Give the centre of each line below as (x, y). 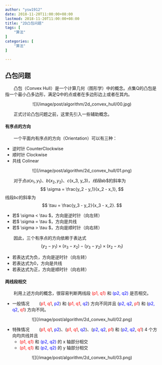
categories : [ (20, 41)
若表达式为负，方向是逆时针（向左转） (51, 257)
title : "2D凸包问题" (24, 23)
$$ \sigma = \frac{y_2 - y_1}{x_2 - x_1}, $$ (82, 189)
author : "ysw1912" (24, 10)
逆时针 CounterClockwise (38, 148)
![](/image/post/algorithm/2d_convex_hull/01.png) (82, 170)
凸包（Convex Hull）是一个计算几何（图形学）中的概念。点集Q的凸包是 (85, 88)
